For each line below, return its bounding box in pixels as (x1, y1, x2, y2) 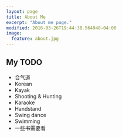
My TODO (6, 57, 43, 67)
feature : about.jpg (11, 36, 59, 42)
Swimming (14, 118, 40, 125)
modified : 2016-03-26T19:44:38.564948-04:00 (6, 25, 117, 31)
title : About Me (6, 14, 46, 20)
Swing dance (14, 111, 47, 118)
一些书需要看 (14, 124, 46, 132)
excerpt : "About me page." (6, 19, 72, 25)
